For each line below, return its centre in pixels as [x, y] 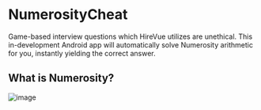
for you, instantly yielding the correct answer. [82, 53]
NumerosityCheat [68, 15]
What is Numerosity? [61, 78]
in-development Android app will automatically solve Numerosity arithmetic [130, 44]
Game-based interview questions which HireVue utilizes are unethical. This [130, 36]
